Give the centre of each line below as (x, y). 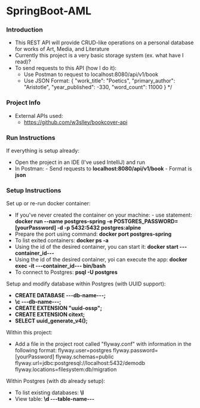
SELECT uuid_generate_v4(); (51, 321)
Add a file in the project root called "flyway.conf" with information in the (103, 344)
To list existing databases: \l (49, 392)
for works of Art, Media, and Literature (62, 49)
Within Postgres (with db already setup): (56, 381)
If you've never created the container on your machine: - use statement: (103, 215)
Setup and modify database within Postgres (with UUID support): (86, 284)
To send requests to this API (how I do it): (66, 68)
